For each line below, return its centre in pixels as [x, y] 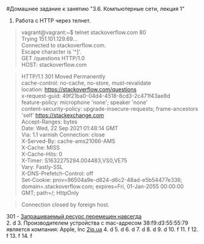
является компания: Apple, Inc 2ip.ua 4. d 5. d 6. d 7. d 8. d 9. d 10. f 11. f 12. [102, 229]
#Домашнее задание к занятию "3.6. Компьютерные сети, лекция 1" [96, 9]
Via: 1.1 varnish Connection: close [63, 134]
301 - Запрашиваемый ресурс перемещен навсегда [74, 216]
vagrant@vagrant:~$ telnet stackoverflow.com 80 [83, 32]
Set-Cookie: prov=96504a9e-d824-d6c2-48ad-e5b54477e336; [102, 180]
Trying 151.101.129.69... [49, 39]
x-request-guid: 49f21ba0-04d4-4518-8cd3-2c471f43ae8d [96, 96]
